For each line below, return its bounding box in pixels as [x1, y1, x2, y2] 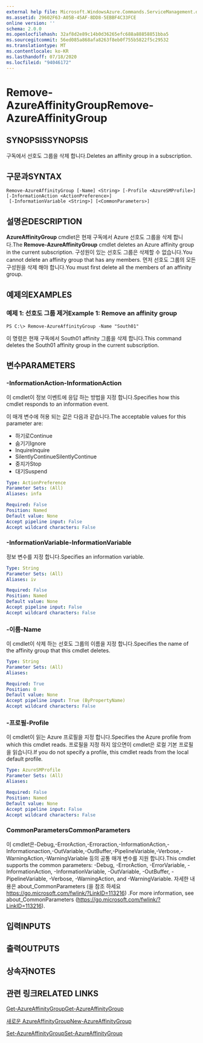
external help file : [6, 8, 59, 15]
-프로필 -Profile [6, 719, 50, 727]
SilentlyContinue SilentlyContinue [14, 453, 97, 460]
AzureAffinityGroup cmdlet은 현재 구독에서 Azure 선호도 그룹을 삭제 [6, 233, 172, 241]
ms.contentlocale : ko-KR [6, 48, 69, 54]
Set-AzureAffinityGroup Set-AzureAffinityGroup [6, 1029, 123, 1037]
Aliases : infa [6, 491, 42, 497]
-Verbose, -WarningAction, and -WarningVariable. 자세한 [49, 875, 189, 882]
